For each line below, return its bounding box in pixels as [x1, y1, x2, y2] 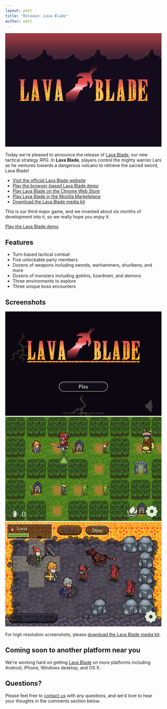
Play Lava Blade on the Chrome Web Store [12, 188, 100, 194]
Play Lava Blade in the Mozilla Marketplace [12, 194, 101, 200]
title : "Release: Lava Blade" [5, 13, 68, 19]
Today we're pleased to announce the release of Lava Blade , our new [5, 152, 148, 158]
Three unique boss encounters [12, 283, 76, 289]
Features [5, 238, 33, 247]
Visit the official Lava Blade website [12, 178, 86, 184]
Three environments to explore [12, 278, 76, 284]
